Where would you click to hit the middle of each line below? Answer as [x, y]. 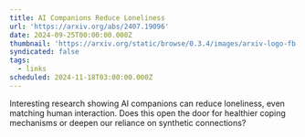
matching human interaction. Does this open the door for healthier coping [147, 113]
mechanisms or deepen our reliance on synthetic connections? [128, 122]
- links [32, 69]
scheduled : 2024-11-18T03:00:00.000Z [81, 78]
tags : [20, 60]
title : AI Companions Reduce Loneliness [88, 18]
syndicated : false [44, 52]
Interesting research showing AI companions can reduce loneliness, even [147, 103]
